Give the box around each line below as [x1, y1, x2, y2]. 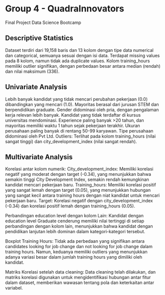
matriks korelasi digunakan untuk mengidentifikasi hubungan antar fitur [5, 275, 151, 281]
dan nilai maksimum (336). [5, 68, 60, 74]
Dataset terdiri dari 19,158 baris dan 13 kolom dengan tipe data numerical [5, 47, 154, 53]
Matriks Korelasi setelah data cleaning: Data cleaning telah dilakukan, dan [5, 269, 156, 275]
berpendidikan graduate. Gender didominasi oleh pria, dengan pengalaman [5, 107, 159, 113]
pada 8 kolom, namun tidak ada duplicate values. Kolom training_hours [5, 58, 150, 64]
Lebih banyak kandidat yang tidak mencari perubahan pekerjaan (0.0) [5, 96, 148, 102]
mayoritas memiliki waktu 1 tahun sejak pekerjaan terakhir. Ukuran [5, 123, 140, 129]
